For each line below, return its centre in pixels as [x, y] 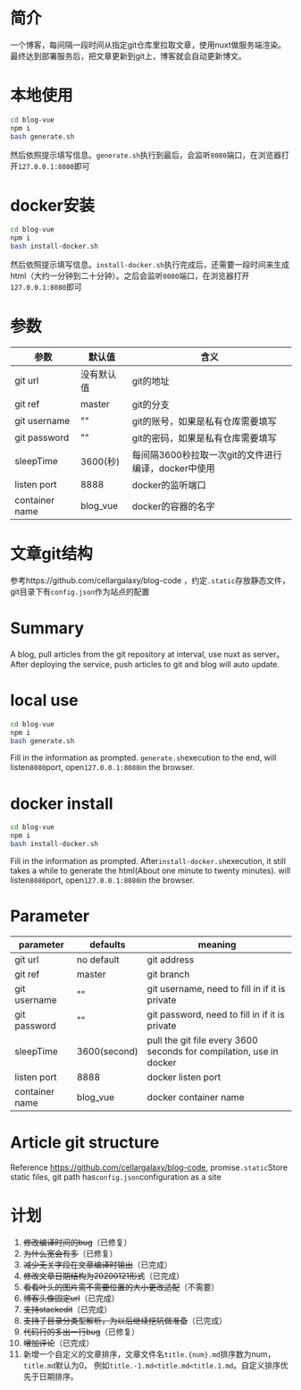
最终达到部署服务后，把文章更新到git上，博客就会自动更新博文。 [128, 55]
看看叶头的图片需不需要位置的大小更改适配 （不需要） [121, 1287]
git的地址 [151, 381]
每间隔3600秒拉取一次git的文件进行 [207, 455]
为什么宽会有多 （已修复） [70, 1253]
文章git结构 [51, 554]
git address [171, 960]
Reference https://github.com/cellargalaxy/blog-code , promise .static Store [149, 1167]
